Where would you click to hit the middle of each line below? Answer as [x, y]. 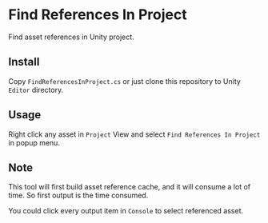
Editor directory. [36, 90]
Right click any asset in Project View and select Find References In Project [134, 134]
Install [24, 62]
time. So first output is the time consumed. [78, 195]
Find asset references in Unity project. [71, 37]
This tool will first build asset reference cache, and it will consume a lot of [129, 187]
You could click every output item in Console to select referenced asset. [126, 211]
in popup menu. [34, 142]
